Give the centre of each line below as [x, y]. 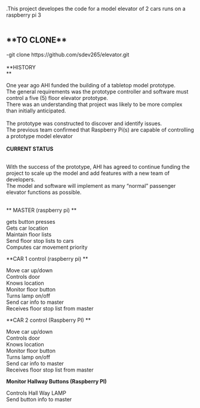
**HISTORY [21, 67]
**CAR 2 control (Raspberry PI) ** [49, 320]
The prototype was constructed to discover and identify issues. [84, 123]
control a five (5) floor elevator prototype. [57, 98]
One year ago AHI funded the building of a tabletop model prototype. [91, 85]
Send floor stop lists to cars [40, 240]
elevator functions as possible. [44, 192]
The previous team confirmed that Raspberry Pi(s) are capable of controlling [100, 130]
